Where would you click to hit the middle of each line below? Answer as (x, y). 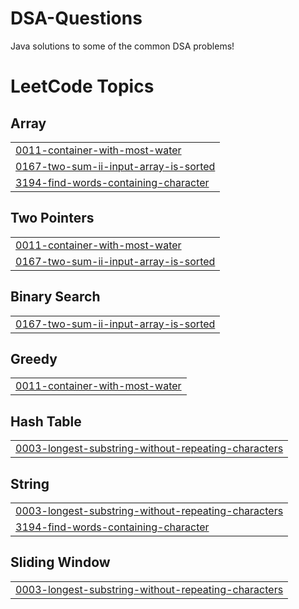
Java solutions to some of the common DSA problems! (122, 46)
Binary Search (55, 297)
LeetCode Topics (82, 86)
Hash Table (46, 421)
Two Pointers (52, 218)
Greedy (34, 358)
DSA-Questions (76, 18)
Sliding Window (60, 562)
